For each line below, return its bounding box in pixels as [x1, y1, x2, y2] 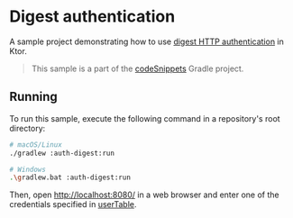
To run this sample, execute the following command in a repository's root [9, 113, 281, 123]
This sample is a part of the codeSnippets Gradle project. [31, 63, 244, 74]
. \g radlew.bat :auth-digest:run [9, 173, 131, 182]
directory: [9, 123, 46, 133]
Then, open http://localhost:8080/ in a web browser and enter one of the [9, 189, 279, 200]
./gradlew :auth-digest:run [9, 149, 115, 158]
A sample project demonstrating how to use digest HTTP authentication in [9, 36, 284, 47]
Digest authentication [9, 6, 176, 27]
